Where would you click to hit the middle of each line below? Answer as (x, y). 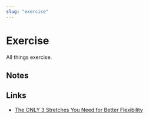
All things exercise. (29, 57)
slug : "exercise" (27, 11)
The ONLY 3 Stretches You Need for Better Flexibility (79, 110)
